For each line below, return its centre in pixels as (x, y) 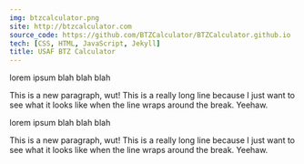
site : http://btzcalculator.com (71, 26)
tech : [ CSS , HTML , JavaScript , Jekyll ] (85, 43)
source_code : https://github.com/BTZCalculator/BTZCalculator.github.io (150, 35)
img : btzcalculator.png (55, 18)
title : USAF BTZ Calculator (63, 52)
